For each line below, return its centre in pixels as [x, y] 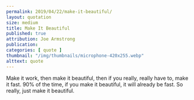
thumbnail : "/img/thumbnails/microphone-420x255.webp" [75, 56]
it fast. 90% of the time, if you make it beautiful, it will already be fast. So [95, 84]
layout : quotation [29, 17]
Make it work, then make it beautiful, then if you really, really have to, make [97, 78]
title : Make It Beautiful [38, 28]
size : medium [22, 22]
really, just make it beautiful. [41, 91]
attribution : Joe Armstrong [41, 39]
